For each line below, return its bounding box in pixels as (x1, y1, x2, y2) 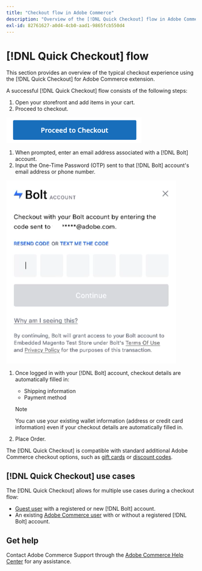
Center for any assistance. (6, 558, 72, 565)
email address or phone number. (14, 168, 96, 175)
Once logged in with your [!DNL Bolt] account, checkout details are (14, 370, 182, 377)
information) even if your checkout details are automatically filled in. (14, 424, 183, 431)
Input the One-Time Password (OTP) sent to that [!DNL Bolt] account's (14, 162, 189, 169)
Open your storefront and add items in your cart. (14, 99, 135, 106)
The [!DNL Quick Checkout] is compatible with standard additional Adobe (6, 447, 188, 455)
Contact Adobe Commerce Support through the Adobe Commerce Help (6, 551, 184, 558)
